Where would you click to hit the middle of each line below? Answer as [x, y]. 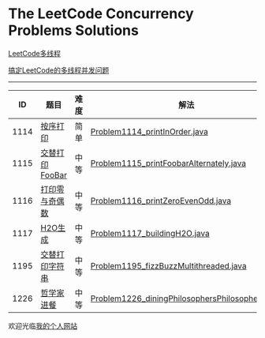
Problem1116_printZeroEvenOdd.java [160, 201]
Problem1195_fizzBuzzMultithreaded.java [168, 265]
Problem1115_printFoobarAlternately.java [168, 163]
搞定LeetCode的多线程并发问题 [59, 70]
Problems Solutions [74, 30]
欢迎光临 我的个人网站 [43, 325]
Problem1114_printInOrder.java [149, 131]
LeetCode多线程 [35, 53]
